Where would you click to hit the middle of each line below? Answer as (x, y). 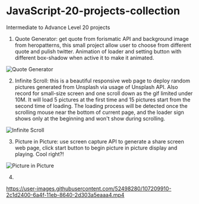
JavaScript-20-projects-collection (93, 11)
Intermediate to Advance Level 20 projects (58, 27)
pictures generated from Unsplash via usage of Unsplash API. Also (96, 87)
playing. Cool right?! (39, 154)
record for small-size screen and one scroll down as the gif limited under (104, 93)
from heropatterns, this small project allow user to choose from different (103, 45)
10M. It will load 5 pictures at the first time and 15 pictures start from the (102, 100)
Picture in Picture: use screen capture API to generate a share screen (99, 141)
